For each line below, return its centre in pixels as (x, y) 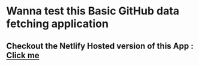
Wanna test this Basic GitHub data (93, 11)
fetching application (58, 24)
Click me (23, 55)
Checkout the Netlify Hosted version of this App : (100, 46)
